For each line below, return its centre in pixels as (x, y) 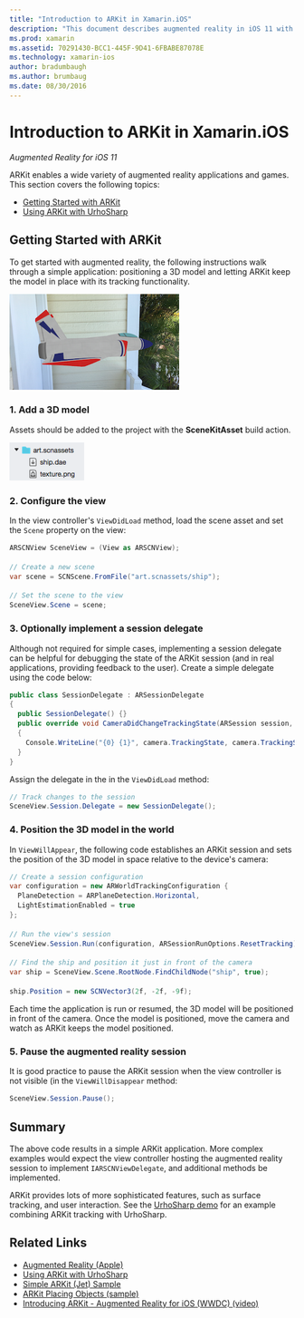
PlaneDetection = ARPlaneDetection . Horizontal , (109, 896)
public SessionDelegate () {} (72, 714)
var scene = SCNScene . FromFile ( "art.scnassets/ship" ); (115, 577)
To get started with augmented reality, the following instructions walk (138, 262)
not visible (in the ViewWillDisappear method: (94, 1081)
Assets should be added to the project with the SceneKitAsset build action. (150, 430)
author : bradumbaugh (48, 67)
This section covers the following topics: (85, 184)
